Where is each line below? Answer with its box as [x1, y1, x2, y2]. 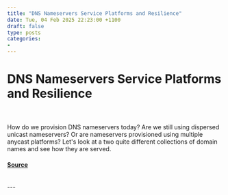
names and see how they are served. [7, 144, 112, 153]
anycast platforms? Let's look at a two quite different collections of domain [7, 138, 218, 146]
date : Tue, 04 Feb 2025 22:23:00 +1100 [7, 16, 121, 23]
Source [7, 160, 29, 168]
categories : [7, 36, 41, 42]
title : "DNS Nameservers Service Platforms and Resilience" [7, 10, 183, 17]
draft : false [7, 23, 45, 29]
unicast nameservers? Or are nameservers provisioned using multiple [7, 130, 203, 138]
